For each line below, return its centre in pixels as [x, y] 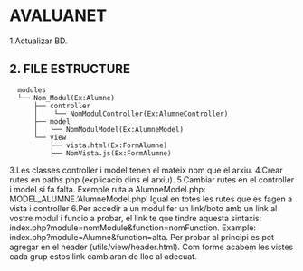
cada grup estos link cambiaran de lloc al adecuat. [103, 256]
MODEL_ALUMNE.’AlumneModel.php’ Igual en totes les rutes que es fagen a [151, 199]
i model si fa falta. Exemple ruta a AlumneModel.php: [108, 189]
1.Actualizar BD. [38, 41]
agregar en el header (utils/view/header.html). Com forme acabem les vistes [151, 247]
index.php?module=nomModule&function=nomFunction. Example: [133, 228]
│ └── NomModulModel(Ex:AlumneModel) [108, 129]
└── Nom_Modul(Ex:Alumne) [66, 98]
